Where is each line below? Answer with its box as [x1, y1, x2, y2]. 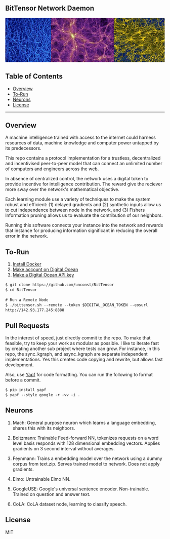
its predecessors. [5, 145, 41, 151]
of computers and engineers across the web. [5, 166, 99, 172]
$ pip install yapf [5, 388, 47, 393]
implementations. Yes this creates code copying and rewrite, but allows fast [5, 357, 163, 363]
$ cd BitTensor [5, 287, 37, 293]
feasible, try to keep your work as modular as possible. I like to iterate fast [5, 340, 159, 346]
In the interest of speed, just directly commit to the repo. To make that [5, 335, 151, 341]
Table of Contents [5, 72, 63, 81]
